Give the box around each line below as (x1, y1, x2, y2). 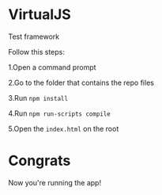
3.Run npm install (8, 93, 69, 102)
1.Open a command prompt (8, 62, 96, 72)
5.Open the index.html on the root (8, 124, 119, 133)
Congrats (8, 152, 71, 170)
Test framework (8, 32, 60, 41)
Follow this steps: (8, 47, 65, 56)
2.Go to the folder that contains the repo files (8, 78, 154, 87)
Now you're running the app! (8, 178, 101, 187)
